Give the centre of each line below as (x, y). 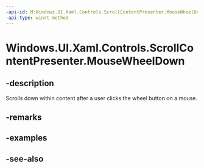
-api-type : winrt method (37, 18)
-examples (26, 138)
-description (30, 83)
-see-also (25, 159)
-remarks (24, 117)
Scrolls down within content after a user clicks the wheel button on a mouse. (102, 98)
